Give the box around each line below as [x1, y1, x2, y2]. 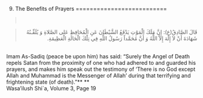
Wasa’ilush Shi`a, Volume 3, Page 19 [6, 85, 96, 92]
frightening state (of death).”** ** [6, 78, 90, 85]
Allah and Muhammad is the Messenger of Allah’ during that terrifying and [6, 72, 191, 79]
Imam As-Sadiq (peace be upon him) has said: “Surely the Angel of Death [6, 53, 190, 60]
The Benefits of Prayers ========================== [15, 5, 167, 12]
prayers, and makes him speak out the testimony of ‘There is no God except [6, 66, 196, 73]
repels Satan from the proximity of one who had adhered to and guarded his [6, 60, 196, 66]
